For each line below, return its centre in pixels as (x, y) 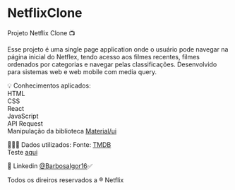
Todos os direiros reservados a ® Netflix (66, 180)
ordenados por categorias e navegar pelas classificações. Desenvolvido (112, 64)
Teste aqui (23, 152)
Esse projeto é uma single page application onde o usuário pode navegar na (118, 49)
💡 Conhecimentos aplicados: (49, 85)
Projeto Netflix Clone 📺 (41, 32)
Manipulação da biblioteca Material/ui (62, 131)
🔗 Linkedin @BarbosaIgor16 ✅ (50, 166)
